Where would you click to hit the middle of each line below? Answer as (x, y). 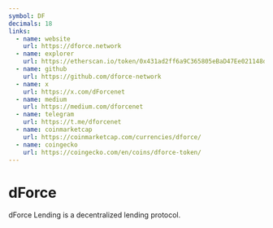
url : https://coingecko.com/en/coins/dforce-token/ (112, 152)
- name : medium (41, 99)
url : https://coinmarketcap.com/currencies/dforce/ (112, 137)
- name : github (41, 69)
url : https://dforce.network (72, 46)
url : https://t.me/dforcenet (72, 122)
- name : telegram (45, 115)
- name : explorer (45, 54)
